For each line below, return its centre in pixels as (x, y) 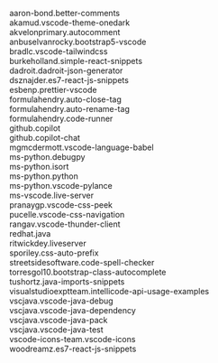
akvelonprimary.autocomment (65, 32)
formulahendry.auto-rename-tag (70, 109)
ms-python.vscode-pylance (61, 186)
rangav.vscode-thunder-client (65, 224)
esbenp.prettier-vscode (53, 90)
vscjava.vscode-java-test (56, 330)
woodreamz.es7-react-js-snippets (73, 349)
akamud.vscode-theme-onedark (70, 23)
